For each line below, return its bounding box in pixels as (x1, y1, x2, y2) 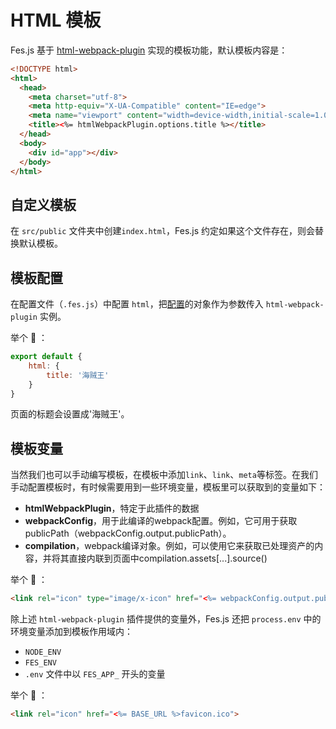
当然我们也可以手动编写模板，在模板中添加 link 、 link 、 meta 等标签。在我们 (10, 469, 318, 481)
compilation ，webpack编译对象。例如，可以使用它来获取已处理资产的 (24, 540, 315, 552)
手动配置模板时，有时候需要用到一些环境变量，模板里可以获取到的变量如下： (10, 481, 326, 493)
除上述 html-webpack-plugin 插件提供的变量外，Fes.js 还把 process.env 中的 (10, 613, 322, 625)
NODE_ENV (24, 647, 62, 658)
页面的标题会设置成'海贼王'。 (10, 408, 130, 420)
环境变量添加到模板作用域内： (10, 626, 133, 638)
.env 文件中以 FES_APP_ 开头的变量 (24, 668, 166, 680)
